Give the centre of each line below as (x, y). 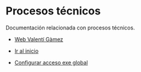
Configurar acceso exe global (51, 62)
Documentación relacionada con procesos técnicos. (70, 28)
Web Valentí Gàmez (39, 39)
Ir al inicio (26, 51)
